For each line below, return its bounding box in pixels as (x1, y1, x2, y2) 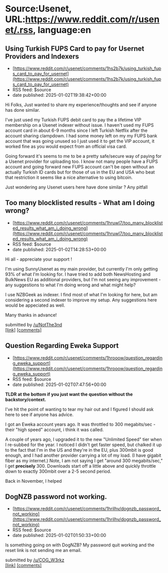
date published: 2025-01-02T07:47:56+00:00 (12, 381, 106, 388)
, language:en (32, 25, 91, 36)
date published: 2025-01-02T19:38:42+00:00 (12, 92, 106, 98)
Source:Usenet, (5, 3, 71, 15)
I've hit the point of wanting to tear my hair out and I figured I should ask (5, 406, 154, 412)
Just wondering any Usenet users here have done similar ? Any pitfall (5, 184, 148, 190)
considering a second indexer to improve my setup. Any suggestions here (5, 297, 157, 303)
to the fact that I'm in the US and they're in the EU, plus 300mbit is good (5, 447, 153, 453)
